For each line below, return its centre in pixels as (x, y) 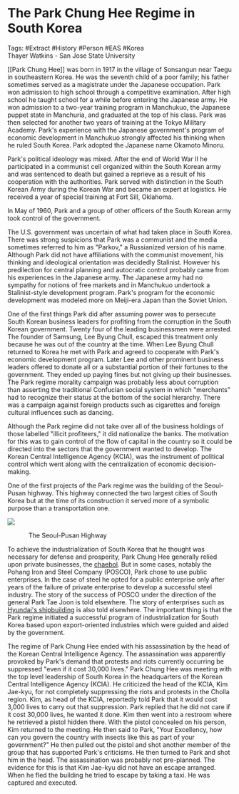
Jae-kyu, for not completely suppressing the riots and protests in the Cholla (118, 691)
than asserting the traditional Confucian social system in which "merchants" (119, 389)
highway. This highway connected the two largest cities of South (122, 493)
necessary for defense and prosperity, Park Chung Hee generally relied (112, 557)
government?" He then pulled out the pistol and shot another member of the (119, 744)
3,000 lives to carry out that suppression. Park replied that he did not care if (119, 706)
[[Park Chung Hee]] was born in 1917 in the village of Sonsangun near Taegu (119, 69)
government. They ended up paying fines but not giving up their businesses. (120, 374)
